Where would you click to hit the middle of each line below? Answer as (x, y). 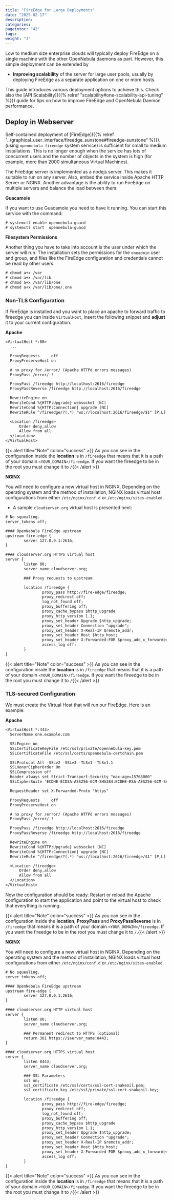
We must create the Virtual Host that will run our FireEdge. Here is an (78, 705)
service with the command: (34, 213)
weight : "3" (18, 39)
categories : (18, 24)
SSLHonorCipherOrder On (35, 767)
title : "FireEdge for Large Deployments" (50, 10)
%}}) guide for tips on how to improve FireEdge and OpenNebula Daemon (83, 100)
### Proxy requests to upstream (58, 578)
